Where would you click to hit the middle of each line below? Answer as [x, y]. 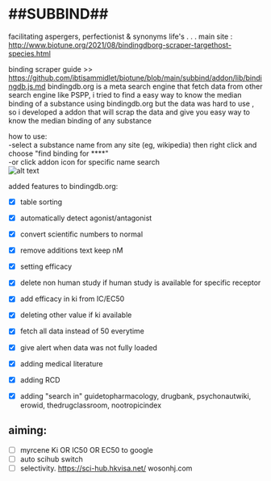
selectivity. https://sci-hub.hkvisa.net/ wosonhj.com [106, 468]
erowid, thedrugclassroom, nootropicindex [91, 405]
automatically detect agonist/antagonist [86, 218]
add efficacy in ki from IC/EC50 [72, 299]
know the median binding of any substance [80, 120]
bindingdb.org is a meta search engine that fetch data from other [155, 86]
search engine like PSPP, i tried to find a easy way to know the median [125, 94]
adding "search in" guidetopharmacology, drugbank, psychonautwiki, [135, 395]
